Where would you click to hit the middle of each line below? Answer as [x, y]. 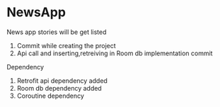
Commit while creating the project [66, 45]
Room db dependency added [59, 88]
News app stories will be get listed [57, 32]
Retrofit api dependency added [62, 80]
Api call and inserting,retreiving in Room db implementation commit [115, 53]
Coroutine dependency [50, 96]
